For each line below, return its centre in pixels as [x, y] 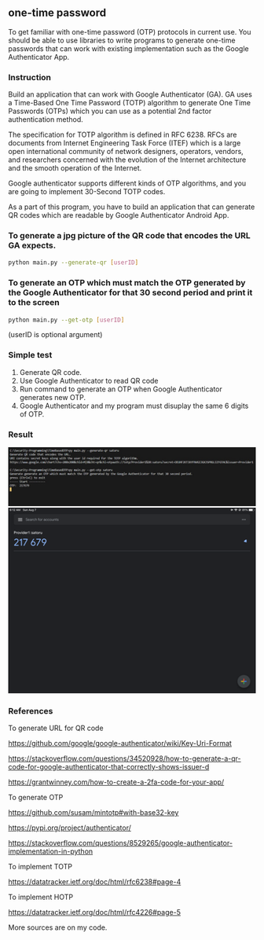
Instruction [30, 77]
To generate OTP [36, 798]
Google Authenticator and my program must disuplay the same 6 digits [134, 406]
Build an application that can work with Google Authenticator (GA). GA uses [130, 94]
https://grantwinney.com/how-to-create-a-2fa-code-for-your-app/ [116, 782]
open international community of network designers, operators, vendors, [126, 152]
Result [21, 434]
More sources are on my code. [58, 927]
